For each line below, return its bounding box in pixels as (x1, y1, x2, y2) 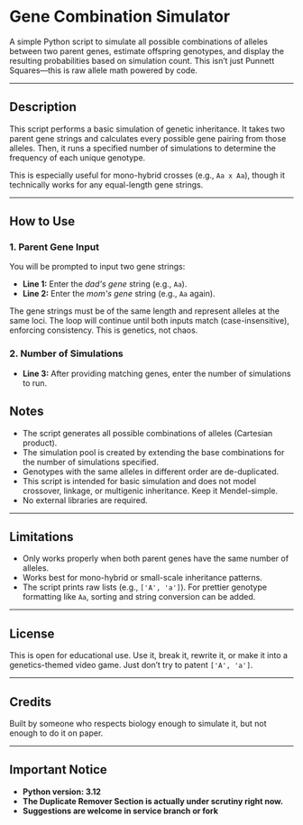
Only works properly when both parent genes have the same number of (22, 553, 289, 564)
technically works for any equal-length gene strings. (9, 179, 204, 190)
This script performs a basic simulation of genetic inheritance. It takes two (9, 124, 286, 134)
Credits (9, 694, 52, 710)
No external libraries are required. (22, 494, 149, 506)
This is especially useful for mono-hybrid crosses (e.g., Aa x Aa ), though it (9, 170, 286, 180)
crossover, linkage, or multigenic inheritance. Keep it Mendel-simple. (22, 485, 278, 496)
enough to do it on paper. (9, 728, 104, 738)
